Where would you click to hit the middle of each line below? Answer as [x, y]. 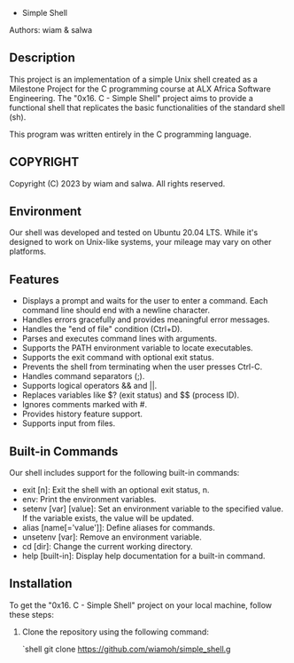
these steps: [32, 614]
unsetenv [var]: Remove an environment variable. [112, 537]
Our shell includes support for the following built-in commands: [124, 473]
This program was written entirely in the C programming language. [131, 134]
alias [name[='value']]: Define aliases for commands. [118, 528]
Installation [41, 584]
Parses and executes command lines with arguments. [120, 339]
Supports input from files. [69, 423]
